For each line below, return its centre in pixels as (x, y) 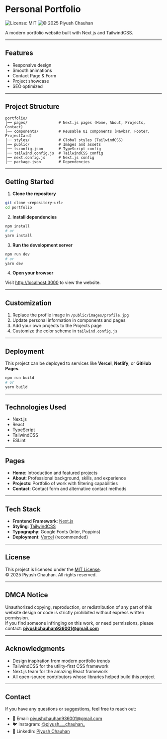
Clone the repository (34, 194)
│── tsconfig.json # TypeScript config (53, 149)
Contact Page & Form (34, 75)
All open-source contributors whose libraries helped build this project (83, 677)
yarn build (16, 387)
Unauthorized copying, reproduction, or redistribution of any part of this (79, 607)
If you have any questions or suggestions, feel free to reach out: (71, 709)
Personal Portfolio (43, 9)
